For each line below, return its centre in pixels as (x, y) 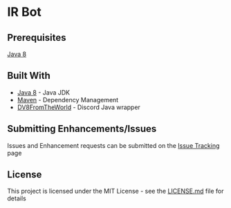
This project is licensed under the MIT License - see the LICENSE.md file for (115, 191)
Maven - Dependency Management (68, 100)
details (17, 198)
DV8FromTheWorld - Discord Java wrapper (78, 107)
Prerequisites (37, 38)
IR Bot (24, 12)
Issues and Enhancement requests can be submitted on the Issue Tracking (113, 145)
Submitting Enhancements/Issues (82, 129)
